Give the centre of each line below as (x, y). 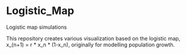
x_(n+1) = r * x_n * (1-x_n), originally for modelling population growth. (91, 45)
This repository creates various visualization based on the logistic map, (93, 38)
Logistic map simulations (37, 27)
